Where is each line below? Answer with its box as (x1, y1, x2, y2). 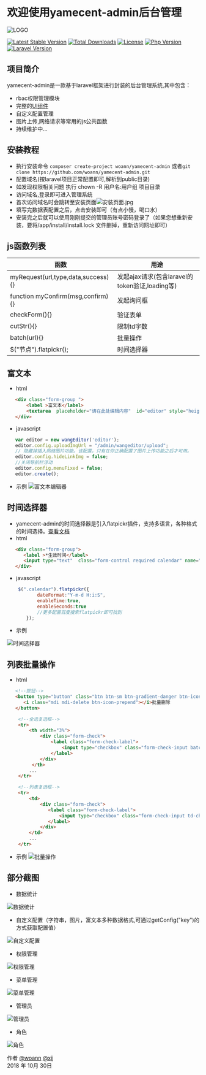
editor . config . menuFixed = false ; (15, 465, 103, 472)
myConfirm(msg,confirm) (35, 292, 109, 300)
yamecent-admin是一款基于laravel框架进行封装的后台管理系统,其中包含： (7, 81, 191, 89)
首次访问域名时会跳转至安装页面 (15, 198, 97, 205)
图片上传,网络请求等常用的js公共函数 (15, 117, 108, 124)
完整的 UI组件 (15, 102, 48, 109)
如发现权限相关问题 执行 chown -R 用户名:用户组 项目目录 (15, 183, 161, 190)
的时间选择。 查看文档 (15, 527, 70, 535)
